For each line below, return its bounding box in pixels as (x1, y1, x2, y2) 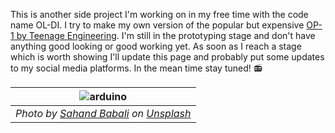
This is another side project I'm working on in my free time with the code (10, 9, 309, 20)
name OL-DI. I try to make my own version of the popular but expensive (10, 19, 305, 31)
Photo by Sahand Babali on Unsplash (15, 107, 192, 120)
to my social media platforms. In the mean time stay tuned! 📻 (10, 62, 263, 74)
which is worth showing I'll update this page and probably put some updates (10, 51, 325, 63)
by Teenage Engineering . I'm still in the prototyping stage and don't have (16, 30, 316, 41)
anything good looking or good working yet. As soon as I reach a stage (10, 40, 302, 52)
